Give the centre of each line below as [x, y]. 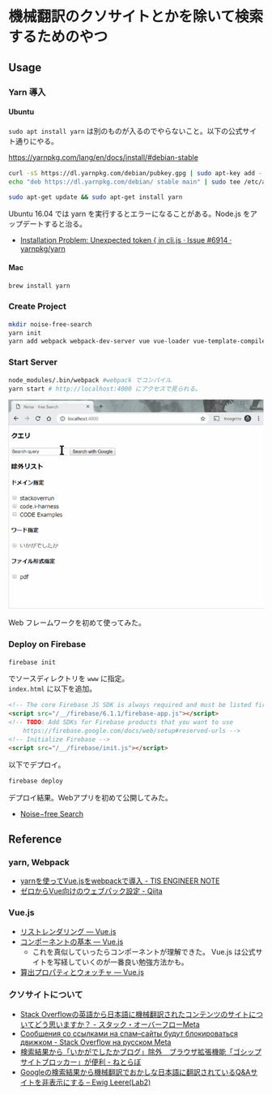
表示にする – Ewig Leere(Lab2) [100, 1082]
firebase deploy [36, 781]
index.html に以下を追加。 [53, 689]
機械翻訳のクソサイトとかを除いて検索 [136, 17]
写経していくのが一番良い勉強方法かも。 [121, 962]
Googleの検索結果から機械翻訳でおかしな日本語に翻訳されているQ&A [135, 1071]
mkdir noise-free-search [50, 324]
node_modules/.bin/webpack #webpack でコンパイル [90, 380]
